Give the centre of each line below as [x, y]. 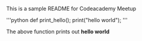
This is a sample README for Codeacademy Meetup [71, 9]
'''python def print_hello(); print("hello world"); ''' [67, 20]
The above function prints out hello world [58, 31]
